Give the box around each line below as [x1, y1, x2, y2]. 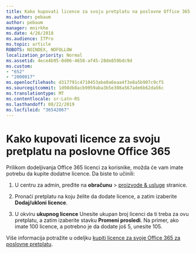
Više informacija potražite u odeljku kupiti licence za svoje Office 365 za [6, 234, 181, 241]
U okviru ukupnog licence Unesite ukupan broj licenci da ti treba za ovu [14, 211, 189, 218]
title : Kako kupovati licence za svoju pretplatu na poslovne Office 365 [6, 8, 191, 15]
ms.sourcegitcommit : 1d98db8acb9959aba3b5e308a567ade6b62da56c [6, 85, 164, 91]
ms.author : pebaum [6, 14, 51, 20]
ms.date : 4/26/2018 [6, 31, 54, 36]
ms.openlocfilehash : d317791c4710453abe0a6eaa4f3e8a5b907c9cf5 [6, 80, 164, 86]
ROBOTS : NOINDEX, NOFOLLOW [6, 47, 72, 53]
